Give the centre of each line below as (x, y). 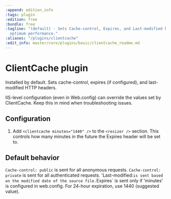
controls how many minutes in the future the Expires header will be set (87, 136)
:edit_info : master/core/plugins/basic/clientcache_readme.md (73, 43)
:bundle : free (20, 24)
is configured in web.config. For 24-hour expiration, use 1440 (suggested (82, 186)
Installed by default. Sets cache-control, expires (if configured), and (76, 82)
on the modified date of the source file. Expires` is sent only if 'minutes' (84, 181)
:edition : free (21, 19)
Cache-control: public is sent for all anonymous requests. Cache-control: (83, 170)
